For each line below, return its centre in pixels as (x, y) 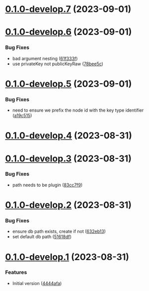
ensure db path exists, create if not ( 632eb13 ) (59, 231)
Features (16, 273)
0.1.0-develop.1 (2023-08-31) (67, 257)
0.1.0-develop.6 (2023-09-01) (69, 32)
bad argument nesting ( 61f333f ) (45, 58)
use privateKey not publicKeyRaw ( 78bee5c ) (58, 64)
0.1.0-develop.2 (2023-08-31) (68, 205)
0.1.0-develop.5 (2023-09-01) (69, 84)
